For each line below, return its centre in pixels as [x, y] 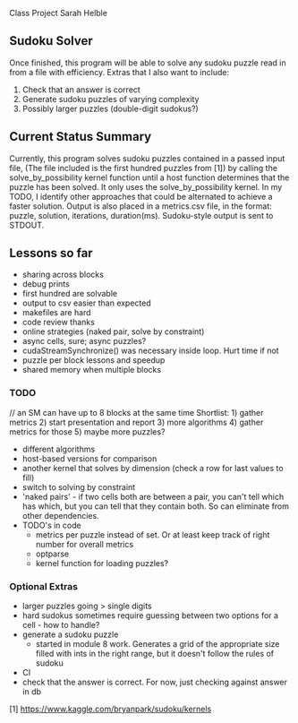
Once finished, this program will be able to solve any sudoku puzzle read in [148, 63]
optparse [52, 554]
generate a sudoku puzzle [70, 634]
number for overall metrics [85, 544]
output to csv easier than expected [87, 303]
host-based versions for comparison [89, 458]
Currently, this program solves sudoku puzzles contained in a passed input [147, 158]
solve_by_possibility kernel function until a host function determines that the [149, 177]
